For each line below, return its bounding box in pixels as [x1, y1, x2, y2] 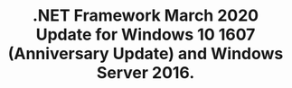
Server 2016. [96, 63, 195, 84]
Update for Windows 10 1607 [35, 24, 256, 45]
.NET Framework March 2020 [33, 5, 259, 26]
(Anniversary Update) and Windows [7, 44, 284, 64]
